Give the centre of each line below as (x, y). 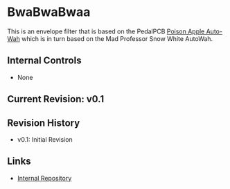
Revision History (44, 123)
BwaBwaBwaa (49, 12)
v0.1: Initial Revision (45, 139)
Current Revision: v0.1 (56, 99)
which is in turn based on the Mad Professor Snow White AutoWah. (117, 38)
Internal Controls (44, 61)
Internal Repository (44, 178)
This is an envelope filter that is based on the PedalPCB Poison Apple (106, 31)
